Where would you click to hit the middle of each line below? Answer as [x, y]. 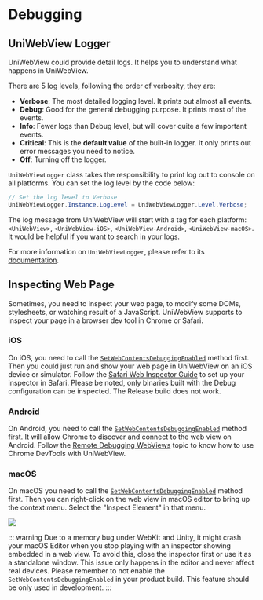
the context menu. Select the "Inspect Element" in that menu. [107, 507]
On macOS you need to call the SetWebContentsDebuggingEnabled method [126, 491]
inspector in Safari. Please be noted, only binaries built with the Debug [122, 382]
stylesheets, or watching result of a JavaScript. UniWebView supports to [125, 312]
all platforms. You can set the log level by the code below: [101, 183]
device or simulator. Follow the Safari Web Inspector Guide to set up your [126, 374]
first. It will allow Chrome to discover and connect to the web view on [120, 437]
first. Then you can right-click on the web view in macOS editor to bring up [129, 499]
